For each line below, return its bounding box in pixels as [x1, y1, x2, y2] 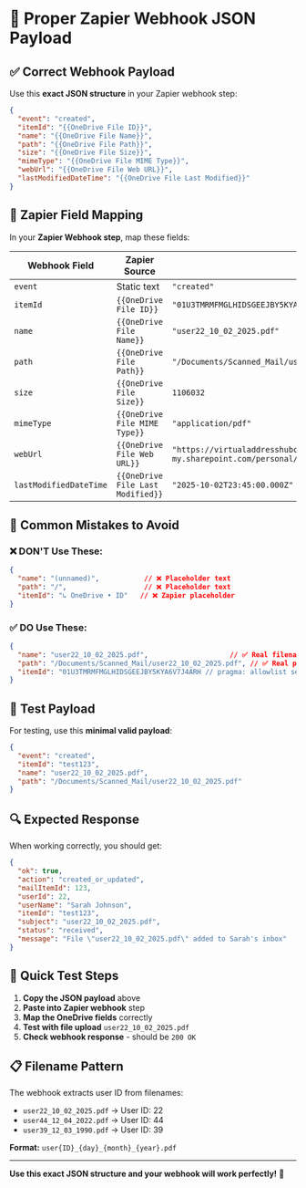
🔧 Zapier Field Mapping [9, 207, 144, 223]
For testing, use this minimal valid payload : [9, 725, 173, 736]
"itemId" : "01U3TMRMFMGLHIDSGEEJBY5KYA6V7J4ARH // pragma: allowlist [17, 667, 287, 676]
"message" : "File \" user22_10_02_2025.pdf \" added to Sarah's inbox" [17, 934, 287, 943]
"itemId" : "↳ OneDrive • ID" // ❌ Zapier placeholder [17, 590, 235, 600]
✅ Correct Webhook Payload [9, 64, 175, 79]
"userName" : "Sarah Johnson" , [17, 901, 132, 910]
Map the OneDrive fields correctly [22, 1012, 153, 1023]
